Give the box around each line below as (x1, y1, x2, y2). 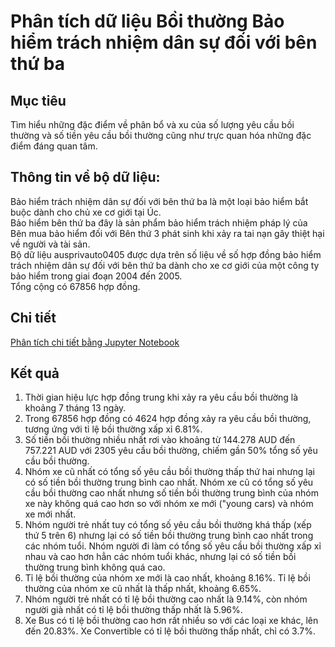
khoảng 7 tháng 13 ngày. (24, 402, 127, 414)
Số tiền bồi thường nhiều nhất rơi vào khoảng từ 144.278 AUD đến (24, 434, 296, 446)
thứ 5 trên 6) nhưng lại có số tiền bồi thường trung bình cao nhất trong (24, 530, 314, 542)
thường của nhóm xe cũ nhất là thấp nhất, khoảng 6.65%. (24, 583, 262, 595)
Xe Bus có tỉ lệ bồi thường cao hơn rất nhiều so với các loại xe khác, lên (24, 615, 319, 627)
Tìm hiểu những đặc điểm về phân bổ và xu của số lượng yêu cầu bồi (10, 119, 295, 130)
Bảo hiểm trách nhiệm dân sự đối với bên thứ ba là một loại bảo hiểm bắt (10, 195, 309, 207)
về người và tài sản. (10, 238, 91, 250)
